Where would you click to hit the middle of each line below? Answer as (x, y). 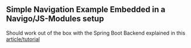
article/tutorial (23, 39)
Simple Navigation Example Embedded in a (86, 10)
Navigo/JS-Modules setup (55, 19)
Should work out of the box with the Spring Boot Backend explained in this (96, 33)
